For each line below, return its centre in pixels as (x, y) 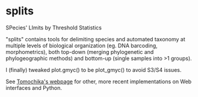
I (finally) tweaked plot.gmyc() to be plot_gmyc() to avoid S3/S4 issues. (94, 69)
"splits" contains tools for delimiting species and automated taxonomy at (96, 39)
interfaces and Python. (34, 87)
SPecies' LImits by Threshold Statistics (54, 28)
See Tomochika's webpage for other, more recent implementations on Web (99, 81)
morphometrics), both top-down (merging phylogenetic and (80, 51)
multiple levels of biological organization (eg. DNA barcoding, (82, 46)
